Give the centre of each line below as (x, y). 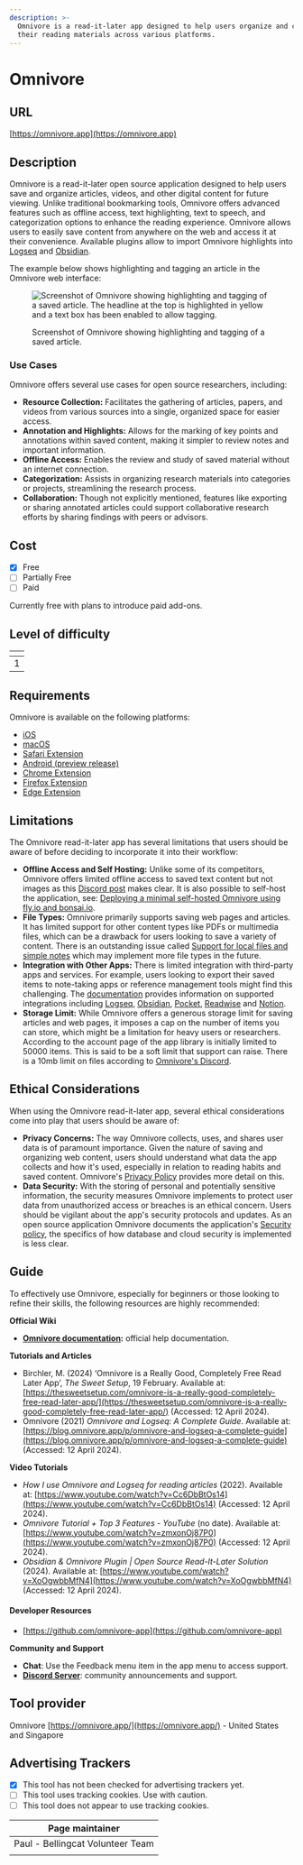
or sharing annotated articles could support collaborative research (145, 508)
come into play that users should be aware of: (95, 1120)
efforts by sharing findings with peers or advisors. (115, 517)
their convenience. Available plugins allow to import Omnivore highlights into (151, 242)
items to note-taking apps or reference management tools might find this (157, 984)
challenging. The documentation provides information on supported (148, 994)
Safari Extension (53, 754)
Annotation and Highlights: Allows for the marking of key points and (150, 431)
